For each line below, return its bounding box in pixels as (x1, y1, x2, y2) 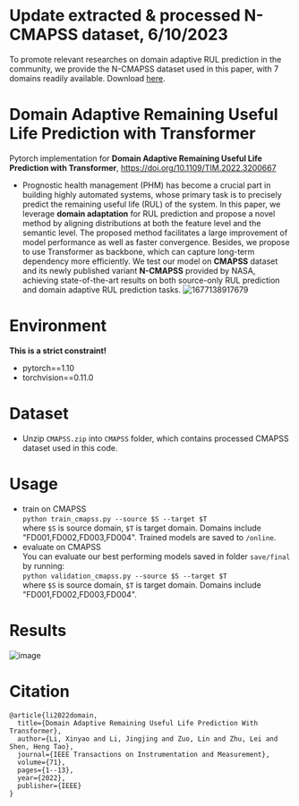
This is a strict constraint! (9, 345, 107, 356)
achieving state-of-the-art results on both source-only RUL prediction (21, 275, 280, 285)
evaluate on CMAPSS (21, 541, 101, 552)
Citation (9, 681, 70, 701)
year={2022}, (17, 773, 66, 783)
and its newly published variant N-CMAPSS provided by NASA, (21, 265, 256, 276)
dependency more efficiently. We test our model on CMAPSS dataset (21, 256, 278, 267)
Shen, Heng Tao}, (9, 742, 74, 751)
